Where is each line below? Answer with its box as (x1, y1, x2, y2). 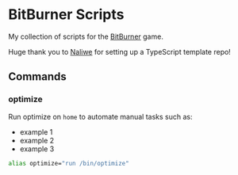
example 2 (19, 135, 55, 145)
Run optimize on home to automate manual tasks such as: (8, 112, 193, 121)
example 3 (19, 144, 55, 154)
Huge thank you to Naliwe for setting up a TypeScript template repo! (8, 47, 232, 56)
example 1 (19, 127, 53, 136)
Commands (8, 70, 67, 84)
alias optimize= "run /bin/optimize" (8, 159, 129, 167)
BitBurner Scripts (8, 6, 125, 24)
